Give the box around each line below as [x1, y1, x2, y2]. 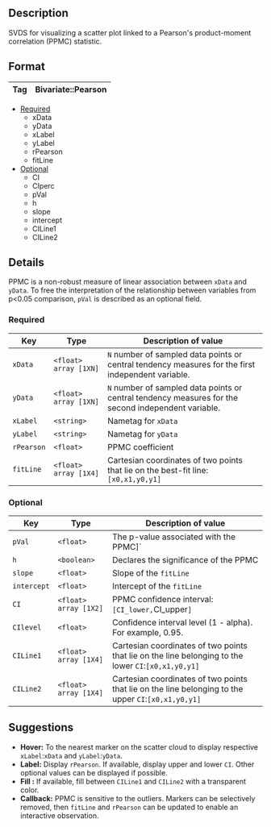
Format [8, 60, 46, 73]
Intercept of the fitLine [111, 580, 202, 592]
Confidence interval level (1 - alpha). [111, 617, 253, 628]
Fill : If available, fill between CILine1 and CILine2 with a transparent [19, 776, 247, 786]
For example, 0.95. [111, 627, 184, 638]
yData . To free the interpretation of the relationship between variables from [8, 285, 256, 295]
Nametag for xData [107, 415, 178, 426]
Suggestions [8, 721, 74, 734]
